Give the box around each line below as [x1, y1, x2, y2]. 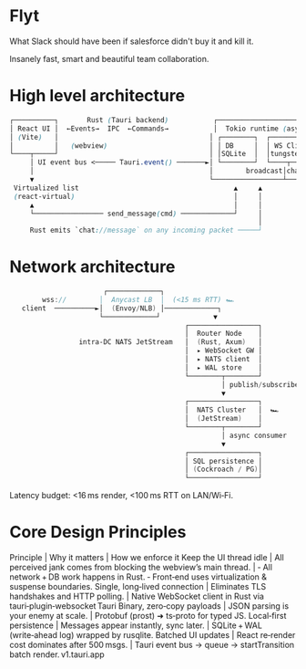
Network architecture [9, 256, 176, 277]
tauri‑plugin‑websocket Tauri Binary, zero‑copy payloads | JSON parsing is [9, 601, 290, 612]
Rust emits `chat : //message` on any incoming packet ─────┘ [29, 225, 262, 235]
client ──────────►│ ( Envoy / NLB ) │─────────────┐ [21, 303, 222, 313]
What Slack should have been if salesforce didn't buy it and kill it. [9, 36, 254, 47]
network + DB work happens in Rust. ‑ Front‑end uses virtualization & [9, 571, 267, 582]
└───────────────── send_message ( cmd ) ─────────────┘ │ [29, 209, 262, 218]
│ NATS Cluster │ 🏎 [184, 405, 280, 415]
